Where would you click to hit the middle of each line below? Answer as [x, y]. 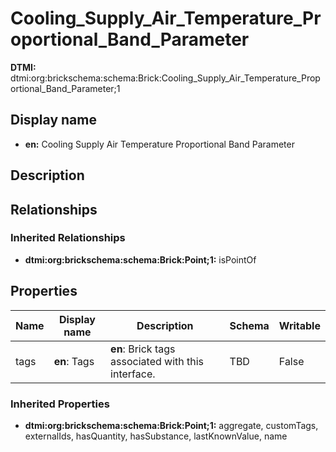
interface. [133, 374]
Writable [299, 325]
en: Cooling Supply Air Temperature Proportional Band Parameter [159, 144]
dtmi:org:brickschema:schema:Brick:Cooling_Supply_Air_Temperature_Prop [165, 78]
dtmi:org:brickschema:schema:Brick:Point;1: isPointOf [140, 259]
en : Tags [74, 361]
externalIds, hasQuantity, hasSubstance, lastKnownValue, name [156, 436]
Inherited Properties [60, 404]
